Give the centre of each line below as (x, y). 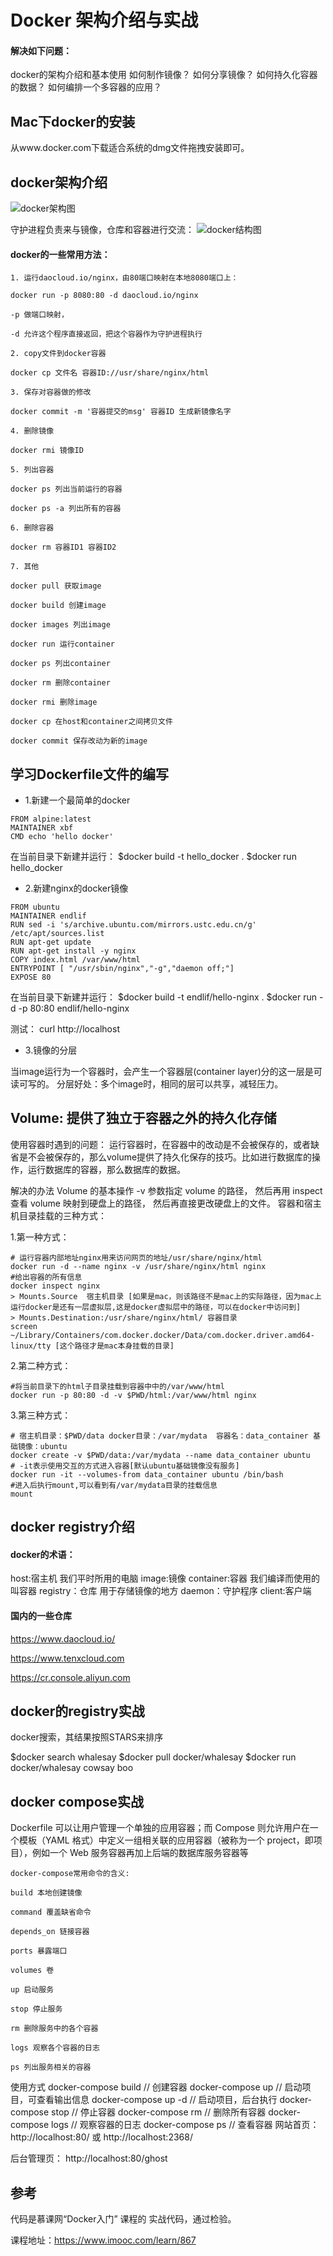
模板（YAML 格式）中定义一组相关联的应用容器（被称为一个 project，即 (166, 1840)
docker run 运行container (62, 644)
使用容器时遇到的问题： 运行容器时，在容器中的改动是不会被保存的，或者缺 (165, 1144)
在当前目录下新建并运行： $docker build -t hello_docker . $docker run (153, 857)
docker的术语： (43, 1554)
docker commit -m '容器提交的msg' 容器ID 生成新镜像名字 (121, 412)
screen (24, 1326)
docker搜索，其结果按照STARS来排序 (87, 1737)
